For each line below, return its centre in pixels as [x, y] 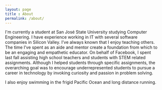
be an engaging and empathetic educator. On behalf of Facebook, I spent [78, 52]
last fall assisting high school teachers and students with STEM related [75, 58]
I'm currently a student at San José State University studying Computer [76, 32]
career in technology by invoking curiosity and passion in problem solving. [79, 73]
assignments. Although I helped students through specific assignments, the [80, 63]
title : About [19, 14]
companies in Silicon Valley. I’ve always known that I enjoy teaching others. [80, 42]
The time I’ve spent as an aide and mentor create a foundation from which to [81, 47]
